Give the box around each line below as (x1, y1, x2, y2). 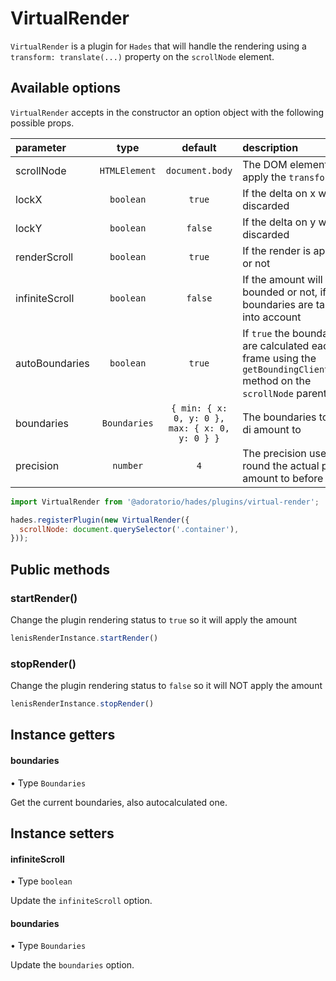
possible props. (10, 117, 75, 129)
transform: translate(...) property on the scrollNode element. (10, 50, 275, 62)
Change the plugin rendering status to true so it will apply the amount (10, 613, 298, 626)
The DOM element (242, 157, 328, 171)
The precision (242, 446, 307, 460)
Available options (10, 80, 122, 97)
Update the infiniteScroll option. (10, 895, 153, 907)
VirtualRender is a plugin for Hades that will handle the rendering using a (10, 40, 307, 52)
